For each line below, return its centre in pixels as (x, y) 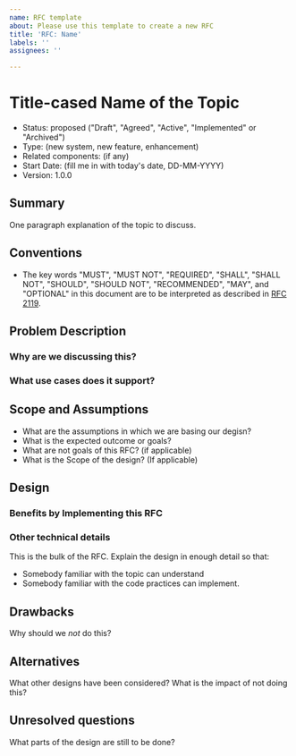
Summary (37, 204)
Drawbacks (42, 612)
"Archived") (43, 137)
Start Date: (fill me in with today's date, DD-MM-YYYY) (123, 166)
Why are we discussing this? (73, 357)
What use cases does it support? (82, 380)
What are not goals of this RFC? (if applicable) (107, 450)
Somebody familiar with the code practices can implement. (131, 583)
